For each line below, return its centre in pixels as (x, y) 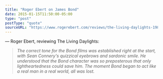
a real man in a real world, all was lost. (56, 71)
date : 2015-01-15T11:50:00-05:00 (39, 14)
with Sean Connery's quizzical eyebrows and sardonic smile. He (81, 56)
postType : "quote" (24, 23)
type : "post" (18, 18)
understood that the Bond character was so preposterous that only (84, 61)
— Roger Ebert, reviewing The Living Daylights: (52, 41)
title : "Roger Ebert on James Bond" (42, 9)
